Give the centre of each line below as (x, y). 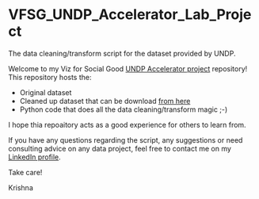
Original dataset (46, 92)
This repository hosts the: (50, 77)
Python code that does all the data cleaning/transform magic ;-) (124, 109)
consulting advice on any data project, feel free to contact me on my (120, 148)
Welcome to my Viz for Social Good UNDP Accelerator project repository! (128, 68)
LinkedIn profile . (34, 157)
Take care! (25, 172)
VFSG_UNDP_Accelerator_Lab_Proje (130, 15)
